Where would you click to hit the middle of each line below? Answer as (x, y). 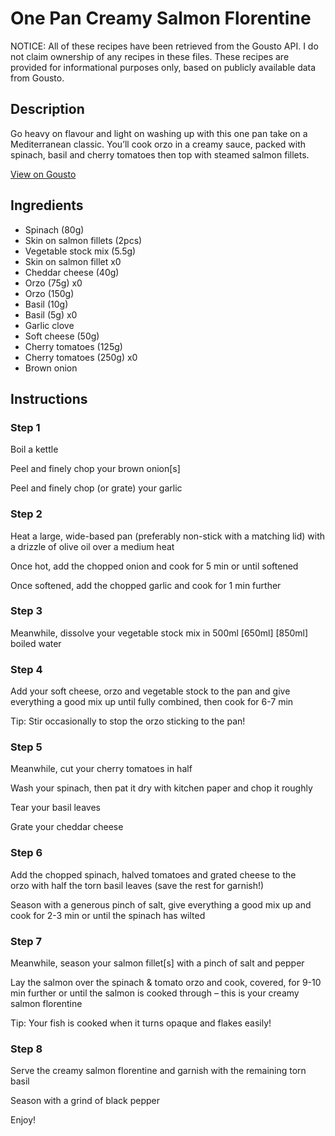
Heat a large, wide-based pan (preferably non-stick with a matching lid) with (168, 536)
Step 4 (26, 669)
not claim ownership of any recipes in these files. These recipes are (150, 56)
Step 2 (26, 514)
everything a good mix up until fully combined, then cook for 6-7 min (152, 702)
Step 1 (25, 427)
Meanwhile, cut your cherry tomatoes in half (101, 769)
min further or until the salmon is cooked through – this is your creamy (155, 993)
